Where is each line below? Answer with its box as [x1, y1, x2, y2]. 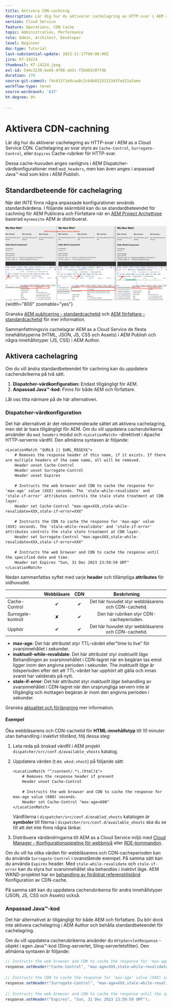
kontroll [7, 617, 24, 623]
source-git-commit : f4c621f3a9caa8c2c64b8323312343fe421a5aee [5, 78, 141, 84]
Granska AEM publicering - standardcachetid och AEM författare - [5, 311, 145, 317]
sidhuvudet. [5, 580, 31, 586]
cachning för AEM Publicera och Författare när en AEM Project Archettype [5, 210, 162, 217]
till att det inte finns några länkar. [12, 824, 82, 831]
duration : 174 [5, 73, 36, 78]
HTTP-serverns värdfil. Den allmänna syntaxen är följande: [5, 437, 129, 443]
